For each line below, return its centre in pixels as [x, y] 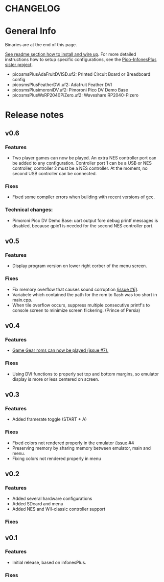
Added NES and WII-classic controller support [59, 509]
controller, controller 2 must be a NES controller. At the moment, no [80, 168]
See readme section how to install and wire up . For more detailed [70, 54]
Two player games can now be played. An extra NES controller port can [84, 158]
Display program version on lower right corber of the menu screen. [80, 266]
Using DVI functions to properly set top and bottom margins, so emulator [85, 374]
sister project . [19, 65]
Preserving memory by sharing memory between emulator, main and [81, 448]
